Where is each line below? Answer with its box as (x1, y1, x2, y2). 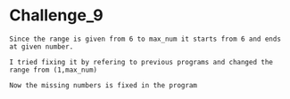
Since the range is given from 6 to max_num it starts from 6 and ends (9, 34, 281, 43)
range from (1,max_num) (9, 65, 98, 74)
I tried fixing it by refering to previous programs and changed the (9, 57, 274, 66)
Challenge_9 (9, 5, 104, 26)
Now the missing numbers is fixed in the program (9, 80, 198, 89)
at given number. (9, 42, 74, 51)
